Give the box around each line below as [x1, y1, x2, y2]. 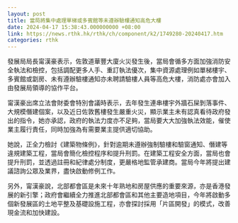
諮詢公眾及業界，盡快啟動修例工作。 [13, 167, 119, 176]
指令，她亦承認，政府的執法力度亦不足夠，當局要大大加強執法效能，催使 [19, 116, 231, 125]
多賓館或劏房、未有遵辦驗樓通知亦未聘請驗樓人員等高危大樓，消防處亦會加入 [7, 75, 231, 84]
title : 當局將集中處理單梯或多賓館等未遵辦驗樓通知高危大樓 [7, 17, 161, 24]
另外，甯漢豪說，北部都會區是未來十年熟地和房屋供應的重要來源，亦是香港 [7, 182, 225, 190]
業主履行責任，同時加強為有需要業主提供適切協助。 [7, 125, 157, 134]
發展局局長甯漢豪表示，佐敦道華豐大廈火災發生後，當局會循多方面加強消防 [7, 57, 225, 66]
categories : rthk [7, 37, 59, 44]
